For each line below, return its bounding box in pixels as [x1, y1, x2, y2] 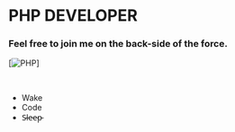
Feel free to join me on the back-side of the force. [8, 38, 229, 50]
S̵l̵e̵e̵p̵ [21, 112, 42, 123]
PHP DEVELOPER [8, 5, 139, 26]
